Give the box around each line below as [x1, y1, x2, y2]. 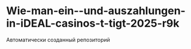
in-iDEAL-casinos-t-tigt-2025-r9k [6, 17, 180, 30]
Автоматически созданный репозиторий [6, 36, 111, 43]
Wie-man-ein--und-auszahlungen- [6, 4, 186, 18]
